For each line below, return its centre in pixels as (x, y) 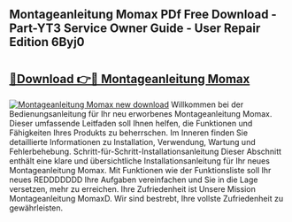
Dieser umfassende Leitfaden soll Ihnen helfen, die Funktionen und (131, 123)
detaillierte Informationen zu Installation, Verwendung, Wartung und (132, 142)
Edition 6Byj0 (47, 42)
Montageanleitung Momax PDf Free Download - (143, 15)
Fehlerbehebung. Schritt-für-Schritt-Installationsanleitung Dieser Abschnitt (145, 151)
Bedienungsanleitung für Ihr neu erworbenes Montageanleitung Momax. (141, 114)
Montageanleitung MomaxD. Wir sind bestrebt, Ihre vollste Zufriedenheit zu (146, 199)
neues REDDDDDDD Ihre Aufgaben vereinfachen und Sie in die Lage (134, 180)
